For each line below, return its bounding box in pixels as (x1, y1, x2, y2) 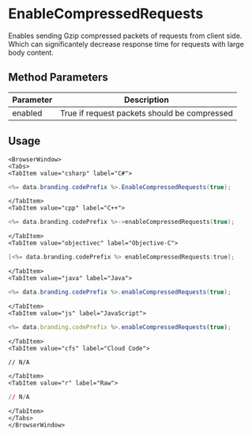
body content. (8, 47, 54, 57)
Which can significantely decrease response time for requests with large (8, 39, 245, 48)
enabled (12, 108, 43, 119)
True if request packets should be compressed (59, 108, 233, 119)
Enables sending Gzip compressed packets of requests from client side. (8, 31, 243, 40)
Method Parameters (8, 70, 108, 84)
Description (123, 94, 170, 105)
